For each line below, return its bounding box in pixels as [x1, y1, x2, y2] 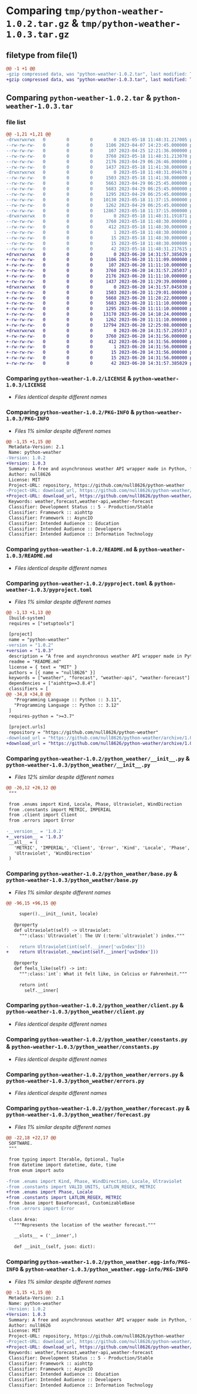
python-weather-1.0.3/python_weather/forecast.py [6, 1111, 151, 1118]
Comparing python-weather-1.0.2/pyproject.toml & [6, 579, 154, 587]
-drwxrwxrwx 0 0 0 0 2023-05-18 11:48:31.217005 [6, 137, 188, 143]
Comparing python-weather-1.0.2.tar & [6, 93, 151, 103]
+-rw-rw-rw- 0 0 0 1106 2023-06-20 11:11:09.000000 [6, 257, 188, 263]
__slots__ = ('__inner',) [13, 1233, 77, 1239]
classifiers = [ [8, 686, 49, 692]
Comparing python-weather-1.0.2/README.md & [6, 545, 138, 554]
